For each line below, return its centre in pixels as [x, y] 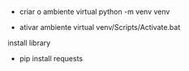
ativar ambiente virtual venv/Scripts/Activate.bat [100, 27]
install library [29, 43]
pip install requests [51, 58]
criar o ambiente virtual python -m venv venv [94, 12]
